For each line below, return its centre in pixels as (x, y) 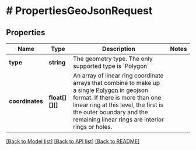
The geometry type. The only (113, 59)
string (57, 62)
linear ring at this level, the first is (118, 105)
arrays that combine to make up (116, 83)
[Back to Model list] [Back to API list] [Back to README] (73, 141)
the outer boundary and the (111, 112)
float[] (58, 98)
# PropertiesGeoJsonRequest (79, 11)
